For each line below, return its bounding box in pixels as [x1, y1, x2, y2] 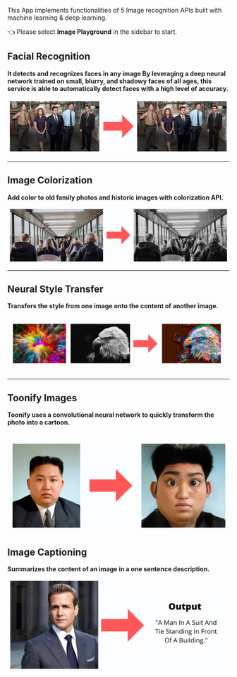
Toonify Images [7, 391, 78, 404]
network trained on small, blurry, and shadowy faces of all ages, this [7, 77, 212, 85]
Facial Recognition [7, 51, 90, 63]
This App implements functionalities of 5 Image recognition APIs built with [7, 6, 222, 14]
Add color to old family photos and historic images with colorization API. [7, 193, 224, 202]
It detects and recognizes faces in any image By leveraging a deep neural [7, 69, 226, 78]
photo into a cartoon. [7, 418, 71, 427]
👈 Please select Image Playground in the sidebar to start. [7, 28, 178, 36]
